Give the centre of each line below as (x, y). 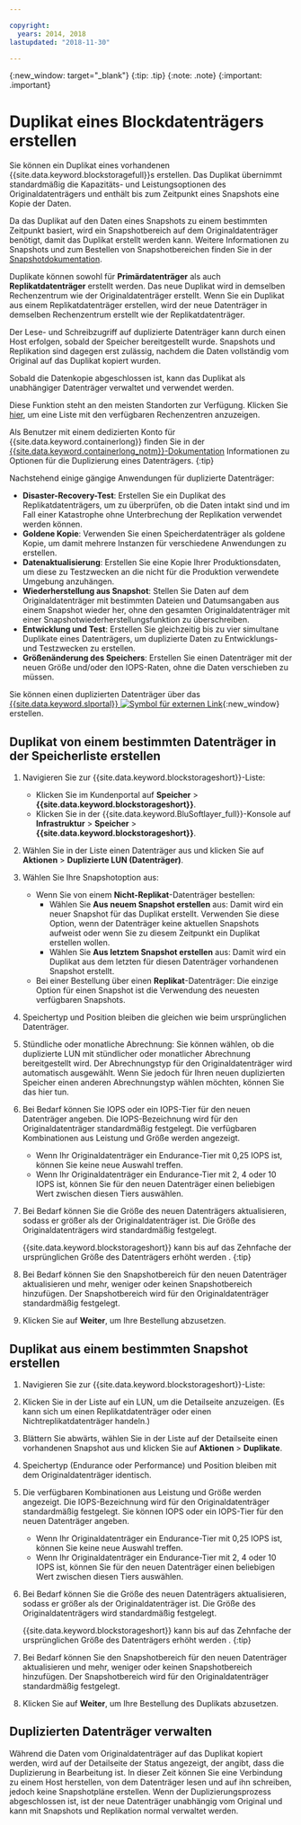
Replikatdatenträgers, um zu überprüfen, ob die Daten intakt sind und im (156, 505)
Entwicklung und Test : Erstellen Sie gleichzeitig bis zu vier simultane (150, 629)
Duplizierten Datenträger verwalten (111, 1732)
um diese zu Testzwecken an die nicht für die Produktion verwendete (150, 572)
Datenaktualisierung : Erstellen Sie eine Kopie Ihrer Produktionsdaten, (151, 563)
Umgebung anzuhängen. (68, 581)
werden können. (52, 524)
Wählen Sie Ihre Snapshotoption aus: (90, 878)
